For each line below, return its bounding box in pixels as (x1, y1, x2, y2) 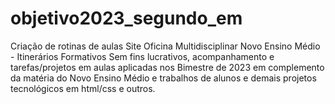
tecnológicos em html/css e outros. (10, 82, 156, 94)
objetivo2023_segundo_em (10, 7, 243, 30)
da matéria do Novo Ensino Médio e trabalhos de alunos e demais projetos (10, 72, 317, 84)
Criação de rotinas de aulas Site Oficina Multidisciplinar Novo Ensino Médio (10, 40, 321, 52)
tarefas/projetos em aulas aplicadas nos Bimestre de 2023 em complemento (10, 61, 325, 73)
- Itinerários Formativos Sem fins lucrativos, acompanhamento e (10, 50, 275, 62)
